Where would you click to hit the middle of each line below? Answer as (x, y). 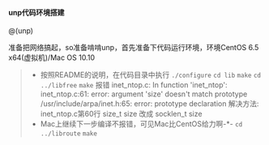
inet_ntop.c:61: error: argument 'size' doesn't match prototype (144, 94)
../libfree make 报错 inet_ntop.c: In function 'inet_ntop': (134, 85)
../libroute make (68, 134)
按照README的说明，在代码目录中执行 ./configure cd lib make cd (151, 75)
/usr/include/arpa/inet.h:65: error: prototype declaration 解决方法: (149, 104)
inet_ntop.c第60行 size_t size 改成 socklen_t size (121, 114)
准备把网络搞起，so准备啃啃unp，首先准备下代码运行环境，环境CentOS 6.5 (134, 48)
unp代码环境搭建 (36, 12)
